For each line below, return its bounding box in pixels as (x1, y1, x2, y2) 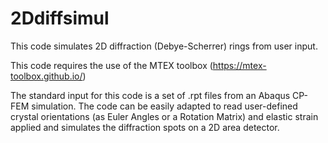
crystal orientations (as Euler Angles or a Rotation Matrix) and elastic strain (10, 110, 319, 122)
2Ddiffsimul (10, 7, 110, 30)
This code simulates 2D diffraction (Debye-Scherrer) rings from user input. (10, 40, 318, 52)
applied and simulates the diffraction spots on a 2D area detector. (10, 121, 280, 133)
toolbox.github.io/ (10, 70, 83, 82)
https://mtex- (212, 59, 267, 71)
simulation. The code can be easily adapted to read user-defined (31, 100, 298, 112)
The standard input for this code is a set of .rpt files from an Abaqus (10, 89, 291, 101)
